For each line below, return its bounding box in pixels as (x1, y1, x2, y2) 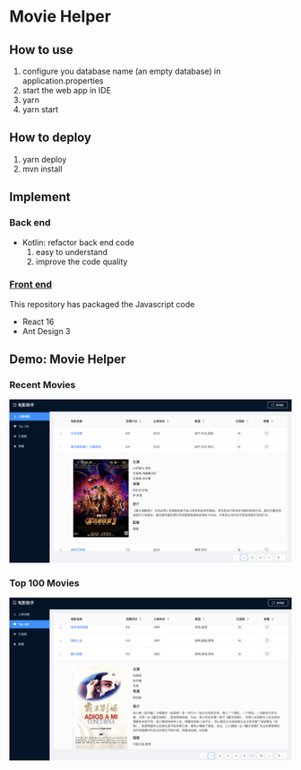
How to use (9, 42, 73, 58)
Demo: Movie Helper (9, 352, 126, 367)
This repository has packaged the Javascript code (9, 298, 195, 309)
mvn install (21, 164, 63, 174)
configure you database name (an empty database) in (21, 66, 221, 76)
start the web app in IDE (21, 85, 112, 95)
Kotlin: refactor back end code (21, 236, 134, 248)
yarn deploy (21, 154, 67, 164)
